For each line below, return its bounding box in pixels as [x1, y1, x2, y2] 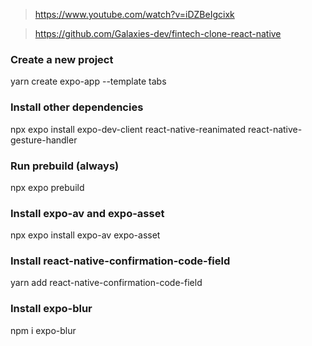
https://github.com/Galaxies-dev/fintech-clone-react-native [34, 28, 282, 39]
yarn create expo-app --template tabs [10, 75, 167, 88]
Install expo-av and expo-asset [10, 206, 165, 220]
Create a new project [10, 52, 114, 66]
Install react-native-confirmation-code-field [10, 254, 231, 268]
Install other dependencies [10, 100, 144, 114]
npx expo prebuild [10, 181, 85, 193]
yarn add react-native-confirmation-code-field [10, 277, 203, 289]
